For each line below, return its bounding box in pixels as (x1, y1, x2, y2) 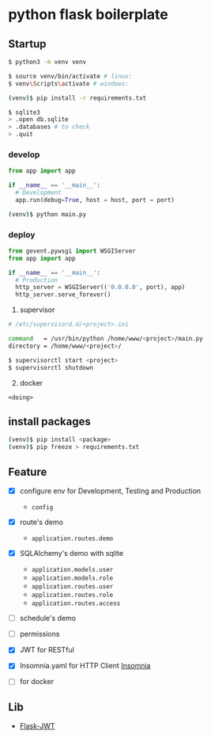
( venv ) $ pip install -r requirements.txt (8, 93, 147, 102)
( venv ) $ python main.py (8, 210, 87, 219)
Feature (8, 465, 47, 478)
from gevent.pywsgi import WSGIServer (8, 247, 136, 255)
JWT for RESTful (19, 645, 75, 655)
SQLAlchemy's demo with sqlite (19, 549, 124, 558)
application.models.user (31, 566, 114, 574)
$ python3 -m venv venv (8, 58, 87, 66)
